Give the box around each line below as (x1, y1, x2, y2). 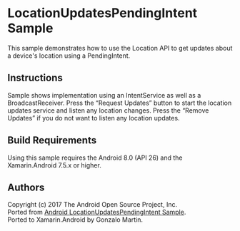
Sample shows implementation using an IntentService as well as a (7, 91, 201, 99)
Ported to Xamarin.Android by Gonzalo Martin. (7, 215, 144, 224)
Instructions (7, 72, 63, 84)
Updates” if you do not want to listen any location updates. (7, 113, 180, 122)
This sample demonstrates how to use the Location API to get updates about (7, 43, 233, 52)
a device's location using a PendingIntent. (7, 51, 131, 60)
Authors (7, 181, 45, 193)
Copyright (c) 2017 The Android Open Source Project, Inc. (7, 200, 177, 209)
